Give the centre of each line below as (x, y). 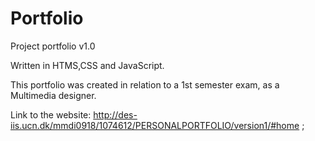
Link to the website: (51, 114)
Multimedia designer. (53, 95)
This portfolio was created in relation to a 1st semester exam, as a (145, 84)
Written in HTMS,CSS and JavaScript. (87, 65)
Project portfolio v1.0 (53, 46)
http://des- (115, 114)
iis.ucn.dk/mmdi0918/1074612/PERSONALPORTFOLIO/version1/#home (155, 125)
